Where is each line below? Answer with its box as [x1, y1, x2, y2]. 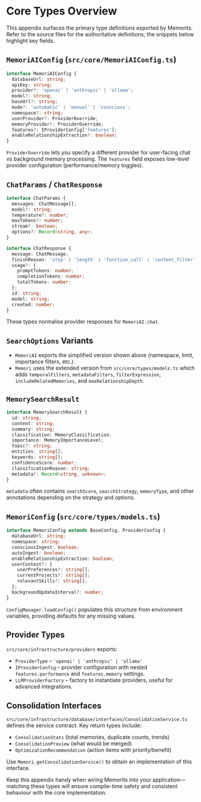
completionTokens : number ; [17, 274, 85, 280]
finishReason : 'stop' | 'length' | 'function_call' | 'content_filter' [11, 257, 196, 263]
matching [6, 783, 30, 790]
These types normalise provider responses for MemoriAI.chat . [6, 318, 160, 326]
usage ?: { [11, 262, 36, 268]
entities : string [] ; [11, 449, 63, 455]
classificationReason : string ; [11, 465, 91, 472]
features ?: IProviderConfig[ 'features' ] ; [11, 127, 118, 133]
